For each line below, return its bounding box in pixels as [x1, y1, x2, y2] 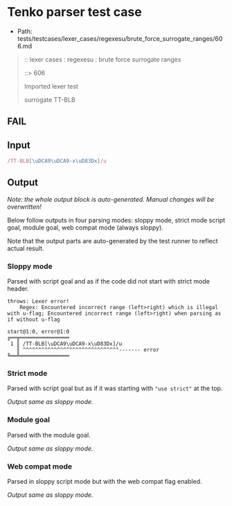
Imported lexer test [24, 82, 78, 90]
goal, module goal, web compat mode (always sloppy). [7, 223, 164, 232]
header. [7, 285, 29, 293]
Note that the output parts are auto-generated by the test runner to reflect [7, 236, 218, 245]
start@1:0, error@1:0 [7, 329, 70, 335]
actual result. [7, 244, 44, 252]
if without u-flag [7, 316, 60, 323]
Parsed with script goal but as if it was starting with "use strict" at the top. [7, 384, 223, 392]
